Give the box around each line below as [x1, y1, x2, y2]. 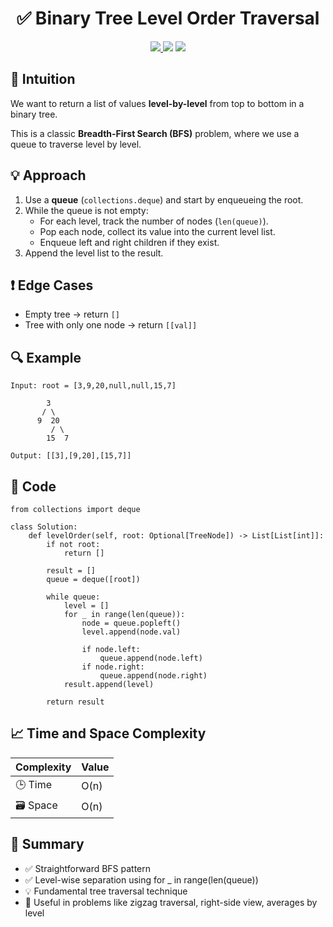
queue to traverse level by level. [10, 138, 142, 150]
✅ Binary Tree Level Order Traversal [16, 7, 320, 30]
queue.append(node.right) [99, 671, 208, 681]
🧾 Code [10, 478, 57, 495]
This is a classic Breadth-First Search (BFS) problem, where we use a [10, 127, 300, 139]
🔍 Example [10, 349, 82, 366]
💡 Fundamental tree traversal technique [24, 885, 188, 897]
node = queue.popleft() [81, 618, 182, 628]
